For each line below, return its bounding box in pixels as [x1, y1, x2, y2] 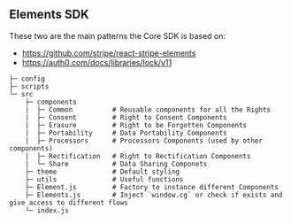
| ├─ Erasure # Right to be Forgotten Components [25, 120, 248, 129]
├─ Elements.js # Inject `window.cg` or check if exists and [25, 190, 283, 199]
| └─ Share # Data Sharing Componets [25, 159, 208, 168]
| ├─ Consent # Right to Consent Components [25, 112, 227, 122]
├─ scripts [9, 81, 50, 91]
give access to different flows [9, 198, 128, 207]
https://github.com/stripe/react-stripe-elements [21, 48, 196, 58]
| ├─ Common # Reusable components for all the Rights [25, 105, 272, 114]
